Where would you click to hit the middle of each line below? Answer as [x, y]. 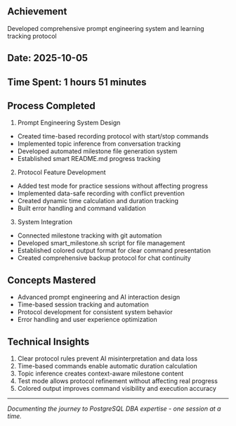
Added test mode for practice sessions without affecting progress [113, 186]
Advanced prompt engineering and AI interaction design [99, 297]
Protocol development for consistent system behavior [95, 312]
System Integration [45, 222]
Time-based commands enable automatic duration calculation [107, 366]
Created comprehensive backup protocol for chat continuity [104, 258]
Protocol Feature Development [61, 172]
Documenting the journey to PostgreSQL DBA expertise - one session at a [114, 409]
